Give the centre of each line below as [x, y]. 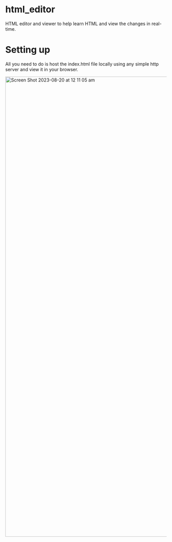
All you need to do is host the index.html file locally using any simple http [82, 64]
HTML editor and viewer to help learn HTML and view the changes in [78, 24]
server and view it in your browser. [42, 69]
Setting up [28, 50]
